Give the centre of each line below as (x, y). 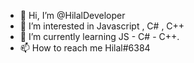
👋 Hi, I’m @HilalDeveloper (72, 15)
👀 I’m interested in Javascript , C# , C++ (102, 26)
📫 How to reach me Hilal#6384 (85, 48)
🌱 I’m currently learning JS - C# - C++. (99, 36)
